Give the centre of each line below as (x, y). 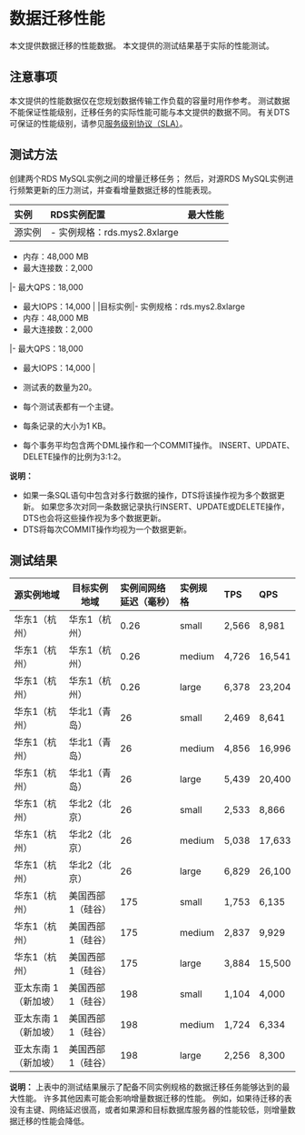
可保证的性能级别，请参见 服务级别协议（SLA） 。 (98, 123)
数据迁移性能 (58, 19)
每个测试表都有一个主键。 (70, 407)
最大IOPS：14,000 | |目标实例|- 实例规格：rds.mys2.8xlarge (133, 306)
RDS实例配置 (78, 215)
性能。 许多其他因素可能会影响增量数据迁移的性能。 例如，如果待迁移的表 (154, 1099)
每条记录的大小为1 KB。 (66, 426)
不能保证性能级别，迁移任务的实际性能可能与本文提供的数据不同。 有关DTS (150, 112)
